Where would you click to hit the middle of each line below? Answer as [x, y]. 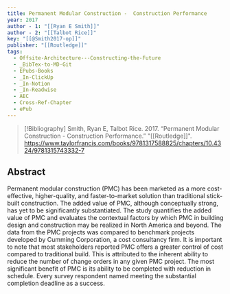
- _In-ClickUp [33, 77]
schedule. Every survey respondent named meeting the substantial [102, 275]
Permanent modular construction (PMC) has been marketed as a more [106, 188]
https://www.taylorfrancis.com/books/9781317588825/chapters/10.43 [123, 143]
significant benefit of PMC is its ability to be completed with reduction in [109, 269]
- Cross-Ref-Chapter [43, 103]
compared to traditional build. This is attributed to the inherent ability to [107, 254]
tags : [15, 52]
